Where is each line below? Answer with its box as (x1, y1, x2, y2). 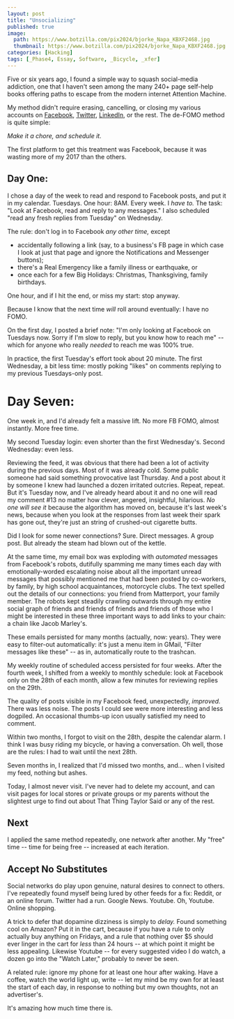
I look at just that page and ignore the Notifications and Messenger (17, 248, 210, 256)
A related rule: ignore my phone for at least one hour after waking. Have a (7, 968, 218, 976)
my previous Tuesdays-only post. (7, 369, 103, 377)
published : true (7, 23, 54, 30)
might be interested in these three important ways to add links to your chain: (7, 612, 226, 620)
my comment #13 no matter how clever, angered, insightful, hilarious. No (7, 495, 215, 504)
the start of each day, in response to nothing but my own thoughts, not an (7, 983, 219, 992)
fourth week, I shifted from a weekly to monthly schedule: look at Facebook (7, 668, 224, 677)
